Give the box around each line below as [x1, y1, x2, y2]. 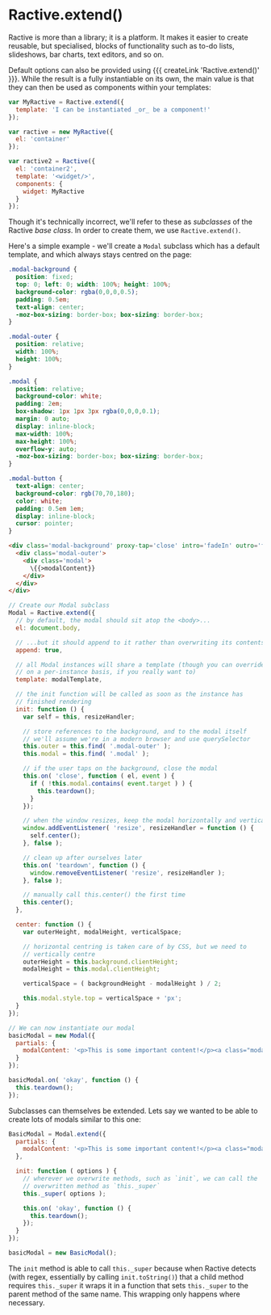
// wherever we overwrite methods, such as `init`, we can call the [23, 1174, 258, 1183]
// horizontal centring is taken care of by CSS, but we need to [23, 942, 248, 950]
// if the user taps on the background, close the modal [23, 765, 219, 773]
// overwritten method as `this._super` [23, 1182, 161, 1190]
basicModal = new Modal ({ [8, 1031, 95, 1039]
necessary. [8, 1297, 46, 1307]
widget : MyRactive [23, 188, 85, 196]
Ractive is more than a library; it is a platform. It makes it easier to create [8, 32, 248, 42]
